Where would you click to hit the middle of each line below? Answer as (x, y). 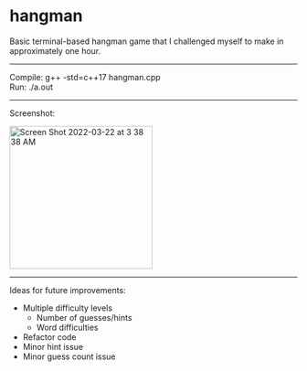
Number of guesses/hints (84, 317)
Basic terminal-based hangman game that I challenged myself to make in (147, 41)
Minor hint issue (53, 346)
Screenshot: (32, 113)
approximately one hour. (55, 50)
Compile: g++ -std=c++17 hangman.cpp (85, 77)
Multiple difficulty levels (67, 308)
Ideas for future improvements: (68, 290)
